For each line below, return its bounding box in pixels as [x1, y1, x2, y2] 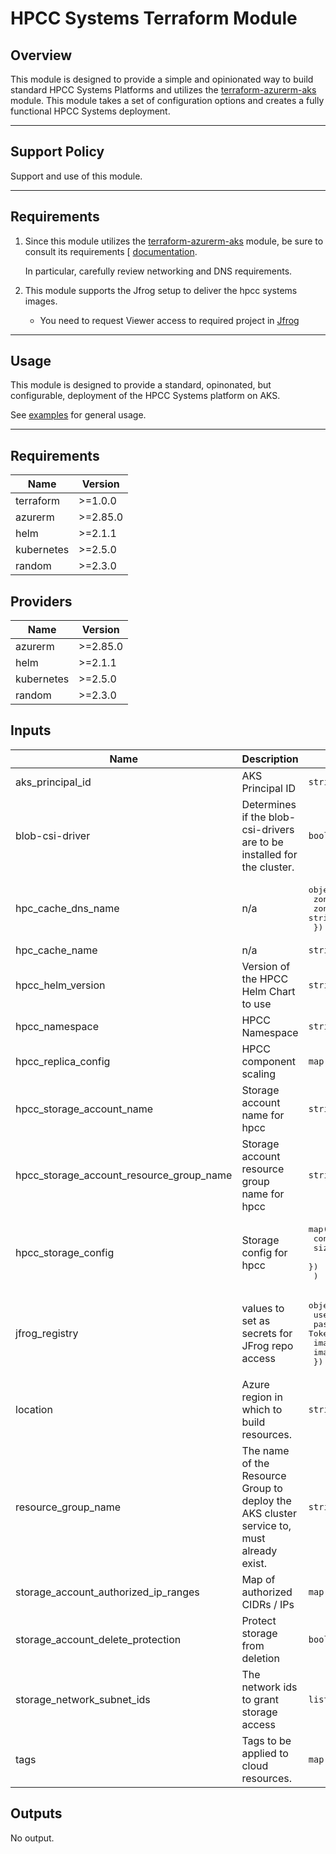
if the [241, 810, 267, 824]
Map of [241, 1572, 276, 1586]
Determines [241, 797, 297, 811]
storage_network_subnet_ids [15, 1692, 151, 1706]
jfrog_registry [15, 1327, 79, 1341]
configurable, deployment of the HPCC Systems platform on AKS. [10, 390, 281, 402]
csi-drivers [241, 822, 295, 836]
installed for [241, 847, 298, 861]
